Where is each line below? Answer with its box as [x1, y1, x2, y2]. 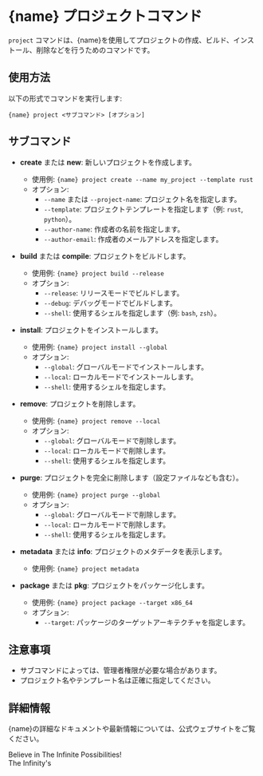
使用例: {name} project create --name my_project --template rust [31, 174, 253, 184]
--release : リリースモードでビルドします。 [43, 288, 184, 298]
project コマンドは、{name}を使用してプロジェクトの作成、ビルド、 [8, 35, 234, 45]
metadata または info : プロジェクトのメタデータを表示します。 [19, 546, 227, 556]
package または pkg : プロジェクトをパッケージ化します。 [19, 580, 210, 590]
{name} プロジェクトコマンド [8, 7, 202, 26]
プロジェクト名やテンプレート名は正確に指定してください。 [19, 675, 215, 685]
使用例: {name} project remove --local [31, 416, 161, 426]
